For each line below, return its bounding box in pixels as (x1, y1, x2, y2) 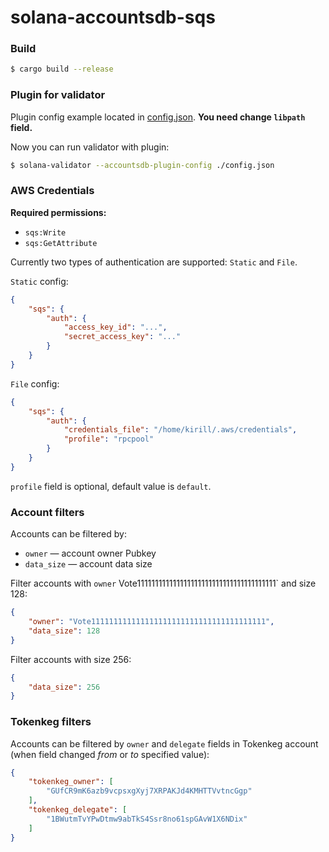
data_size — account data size (24, 558, 153, 570)
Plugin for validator (10, 88, 106, 102)
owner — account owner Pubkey (24, 547, 157, 560)
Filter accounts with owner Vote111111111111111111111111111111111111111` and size (10, 577, 317, 590)
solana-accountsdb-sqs (10, 6, 216, 29)
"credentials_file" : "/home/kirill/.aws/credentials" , (63, 425, 298, 435)
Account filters (10, 505, 85, 519)
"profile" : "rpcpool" (63, 434, 155, 445)
